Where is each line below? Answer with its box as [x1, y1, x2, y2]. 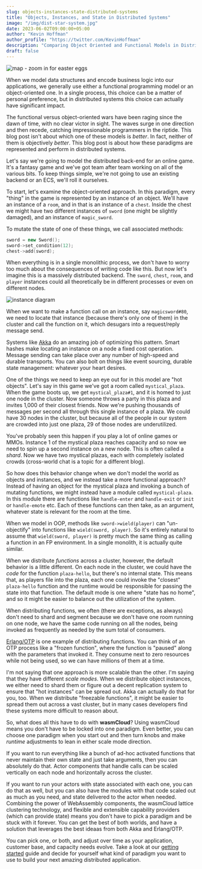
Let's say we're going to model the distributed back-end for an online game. [6, 157, 195, 164]
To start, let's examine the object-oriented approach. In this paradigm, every [6, 188, 195, 195]
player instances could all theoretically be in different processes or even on [6, 278, 194, 285]
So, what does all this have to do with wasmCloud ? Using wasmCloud [6, 719, 180, 726]
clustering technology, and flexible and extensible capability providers [6, 806, 180, 814]
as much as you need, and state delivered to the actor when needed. [6, 793, 177, 801]
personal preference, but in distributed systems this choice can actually [6, 95, 184, 102]
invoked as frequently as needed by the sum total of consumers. [6, 626, 166, 634]
